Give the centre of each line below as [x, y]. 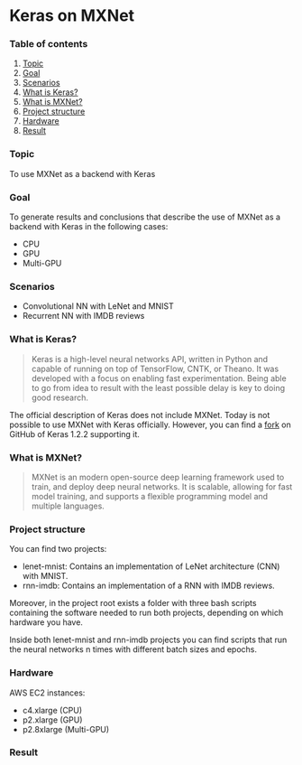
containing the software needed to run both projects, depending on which [146, 613]
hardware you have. [46, 622]
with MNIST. [45, 576]
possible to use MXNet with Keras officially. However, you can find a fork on [150, 424]
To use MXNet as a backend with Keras [82, 173]
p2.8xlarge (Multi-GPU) [66, 729]
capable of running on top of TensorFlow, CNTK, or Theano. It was [155, 369]
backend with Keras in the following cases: [89, 227]
